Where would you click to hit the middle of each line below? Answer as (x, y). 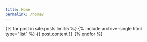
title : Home (18, 10)
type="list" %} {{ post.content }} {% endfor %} (54, 34)
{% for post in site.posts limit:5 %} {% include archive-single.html (74, 28)
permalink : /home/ (25, 14)
